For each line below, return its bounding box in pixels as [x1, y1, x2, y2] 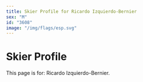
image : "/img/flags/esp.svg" [6, 25, 77, 31]
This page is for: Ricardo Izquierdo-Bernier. [6, 70, 110, 77]
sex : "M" [6, 14, 27, 20]
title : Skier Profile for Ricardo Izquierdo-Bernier [6, 8, 137, 15]
